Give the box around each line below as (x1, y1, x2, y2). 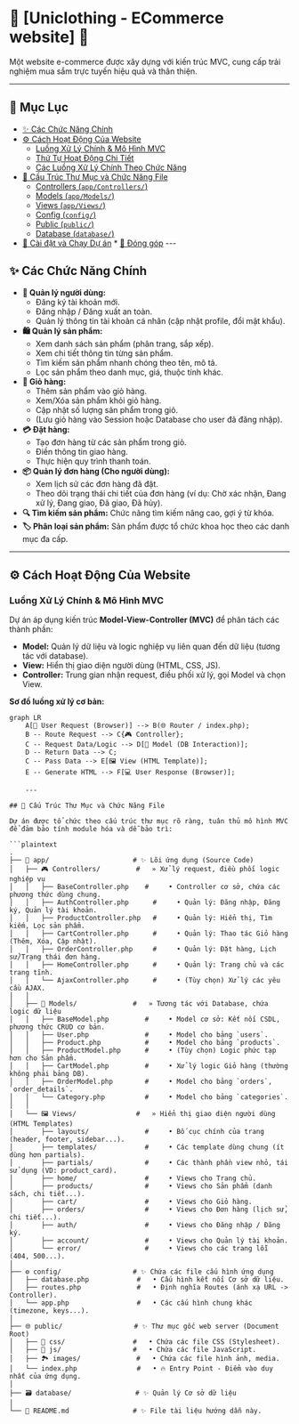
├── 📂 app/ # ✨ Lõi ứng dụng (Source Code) (9, 856, 255, 865)
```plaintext (9, 840, 58, 849)
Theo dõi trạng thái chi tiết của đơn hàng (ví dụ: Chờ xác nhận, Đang (35, 488, 287, 498)
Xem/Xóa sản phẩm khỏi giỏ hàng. (35, 395, 162, 406)
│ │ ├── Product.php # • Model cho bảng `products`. (9, 1039, 280, 1048)
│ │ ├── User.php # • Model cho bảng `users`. (9, 1031, 269, 1040)
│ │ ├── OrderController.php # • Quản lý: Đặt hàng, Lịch (9, 945, 277, 954)
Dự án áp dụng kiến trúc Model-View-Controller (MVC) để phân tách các (9, 614, 280, 626)
